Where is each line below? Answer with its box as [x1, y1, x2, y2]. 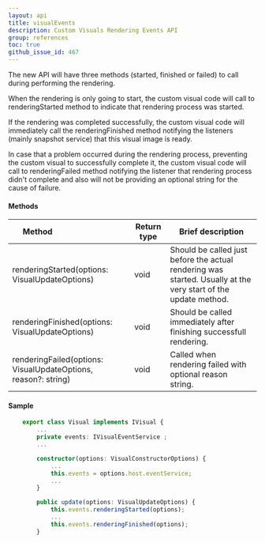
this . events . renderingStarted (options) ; [50, 506, 185, 514]
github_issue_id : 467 [8, 48, 80, 56]
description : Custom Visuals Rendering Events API [8, 26, 178, 34]
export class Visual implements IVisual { [22, 418, 164, 427]
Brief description [178, 226, 244, 237]
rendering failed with [170, 359, 247, 370]
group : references [8, 33, 69, 42]
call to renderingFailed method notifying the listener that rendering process [8, 167, 252, 175]
